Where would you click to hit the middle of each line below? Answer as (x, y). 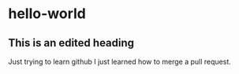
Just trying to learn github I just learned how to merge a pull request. (119, 61)
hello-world (47, 14)
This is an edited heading (71, 43)
